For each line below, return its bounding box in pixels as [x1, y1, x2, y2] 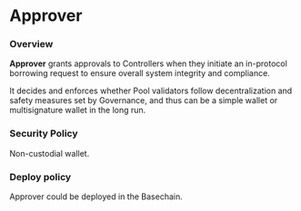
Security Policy [9, 128, 79, 140]
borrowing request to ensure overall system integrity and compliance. [9, 68, 270, 79]
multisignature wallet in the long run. [9, 105, 146, 116]
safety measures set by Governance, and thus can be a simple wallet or [9, 95, 278, 106]
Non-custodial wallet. [9, 148, 90, 158]
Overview [9, 38, 54, 51]
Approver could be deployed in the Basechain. [9, 191, 184, 202]
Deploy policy [9, 170, 72, 183]
